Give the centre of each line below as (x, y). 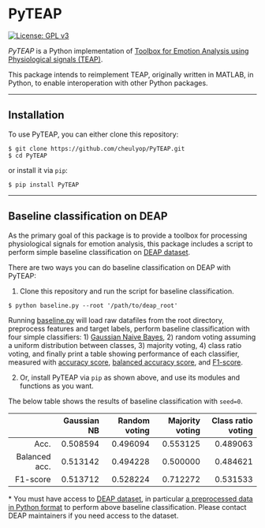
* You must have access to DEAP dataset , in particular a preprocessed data (131, 499)
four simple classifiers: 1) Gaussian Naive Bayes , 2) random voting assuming (132, 337)
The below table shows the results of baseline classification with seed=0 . (125, 401)
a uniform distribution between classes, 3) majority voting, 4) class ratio (125, 345)
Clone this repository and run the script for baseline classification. (127, 291)
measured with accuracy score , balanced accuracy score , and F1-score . (125, 362)
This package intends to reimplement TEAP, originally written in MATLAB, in (131, 74)
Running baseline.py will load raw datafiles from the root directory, (116, 320)
